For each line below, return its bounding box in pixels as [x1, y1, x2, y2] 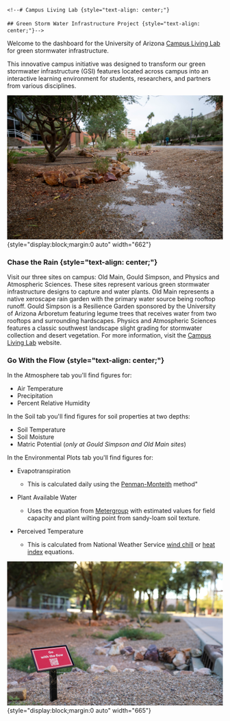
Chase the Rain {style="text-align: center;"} [7, 257, 158, 267]
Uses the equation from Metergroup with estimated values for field [27, 507, 216, 515]
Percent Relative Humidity [16, 399, 90, 407]
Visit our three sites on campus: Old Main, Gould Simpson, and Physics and [7, 272, 220, 281]
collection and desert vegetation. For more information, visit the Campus [7, 331, 212, 339]
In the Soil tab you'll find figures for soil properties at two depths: [7, 412, 190, 421]
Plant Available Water [16, 493, 77, 501]
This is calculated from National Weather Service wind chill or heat [27, 541, 216, 549]
